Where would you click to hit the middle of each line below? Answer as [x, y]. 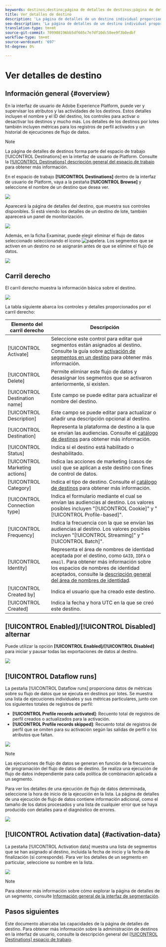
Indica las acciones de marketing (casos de [101, 461]
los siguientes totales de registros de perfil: [49, 704]
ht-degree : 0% [20, 47]
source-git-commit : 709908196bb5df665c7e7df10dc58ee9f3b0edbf [70, 33]
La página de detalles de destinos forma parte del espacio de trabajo [75, 151]
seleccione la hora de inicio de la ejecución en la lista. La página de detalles [82, 794]
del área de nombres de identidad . [91, 580]
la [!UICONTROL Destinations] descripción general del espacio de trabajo [80, 162]
